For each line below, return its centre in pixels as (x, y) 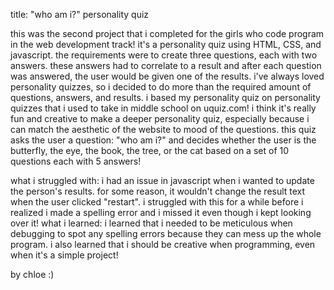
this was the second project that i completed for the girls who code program (167, 33)
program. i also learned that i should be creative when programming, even (163, 244)
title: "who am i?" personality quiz (80, 14)
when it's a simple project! (64, 255)
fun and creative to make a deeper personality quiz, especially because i (160, 118)
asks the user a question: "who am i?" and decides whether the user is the (163, 140)
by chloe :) (32, 274)
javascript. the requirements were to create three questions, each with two (164, 55)
